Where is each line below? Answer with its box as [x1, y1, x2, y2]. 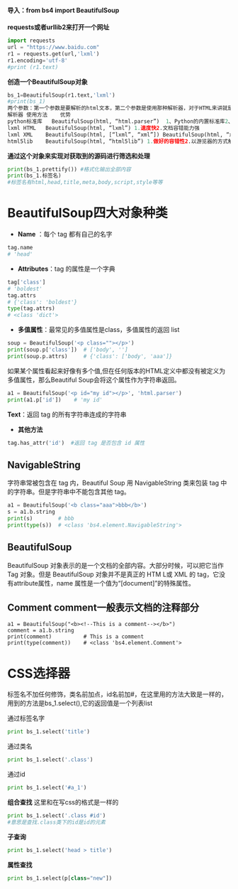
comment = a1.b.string [7, 627, 74, 635]
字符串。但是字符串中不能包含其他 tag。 [13, 487, 131, 496]
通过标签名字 [7, 714, 45, 723]
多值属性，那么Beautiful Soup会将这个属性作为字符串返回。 [7, 375, 181, 384]
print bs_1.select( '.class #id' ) [7, 812, 106, 819]
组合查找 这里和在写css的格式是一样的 [7, 797, 119, 806]
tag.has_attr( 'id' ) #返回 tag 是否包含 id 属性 [7, 439, 145, 446]
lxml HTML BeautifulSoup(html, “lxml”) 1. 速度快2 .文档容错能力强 [7, 124, 200, 131]
